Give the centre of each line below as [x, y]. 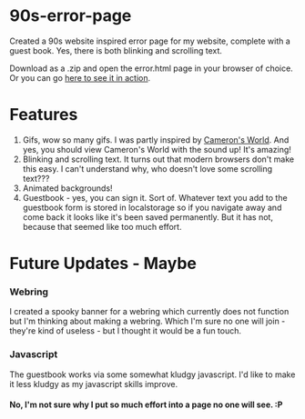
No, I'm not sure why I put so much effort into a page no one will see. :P [146, 404]
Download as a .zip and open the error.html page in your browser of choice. [151, 68]
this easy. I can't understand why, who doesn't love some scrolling [147, 168]
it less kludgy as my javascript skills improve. [94, 384]
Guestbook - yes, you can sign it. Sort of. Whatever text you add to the [155, 197]
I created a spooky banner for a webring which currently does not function [149, 312]
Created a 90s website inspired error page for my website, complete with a [150, 41]
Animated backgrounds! [67, 188]
